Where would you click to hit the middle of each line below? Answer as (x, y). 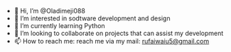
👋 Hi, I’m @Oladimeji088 (49, 11)
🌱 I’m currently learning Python (59, 26)
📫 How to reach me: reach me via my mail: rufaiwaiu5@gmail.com (112, 41)
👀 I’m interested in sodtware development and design (92, 18)
